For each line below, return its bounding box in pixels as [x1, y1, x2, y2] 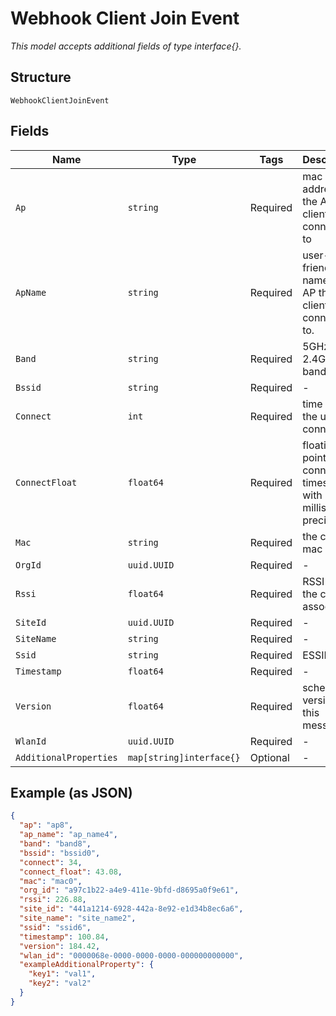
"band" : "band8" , [19, 839, 92, 849]
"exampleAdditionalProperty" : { [19, 960, 155, 970]
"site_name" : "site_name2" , [19, 913, 137, 923]
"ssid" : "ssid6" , [19, 922, 92, 932]
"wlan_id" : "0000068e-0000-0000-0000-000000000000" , [19, 950, 244, 961]
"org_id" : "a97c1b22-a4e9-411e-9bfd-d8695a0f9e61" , [19, 885, 240, 896]
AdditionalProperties [15, 752, 118, 763]
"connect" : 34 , [19, 857, 83, 867]
